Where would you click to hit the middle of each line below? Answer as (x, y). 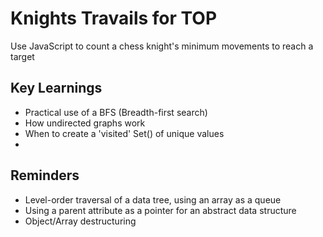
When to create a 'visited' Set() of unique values (124, 133)
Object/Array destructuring (80, 221)
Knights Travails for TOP (114, 18)
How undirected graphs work (85, 123)
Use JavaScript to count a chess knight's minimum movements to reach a (162, 46)
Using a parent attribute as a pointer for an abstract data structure (160, 210)
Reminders (45, 175)
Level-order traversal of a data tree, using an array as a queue (153, 199)
